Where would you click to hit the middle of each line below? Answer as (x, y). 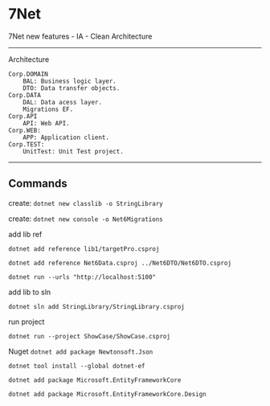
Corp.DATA (25, 95)
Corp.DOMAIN (28, 74)
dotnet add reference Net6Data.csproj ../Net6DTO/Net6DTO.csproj (120, 263)
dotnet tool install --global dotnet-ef (77, 366)
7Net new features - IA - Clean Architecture (80, 36)
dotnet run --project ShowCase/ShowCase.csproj (90, 336)
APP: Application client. (66, 137)
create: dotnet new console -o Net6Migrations (86, 219)
